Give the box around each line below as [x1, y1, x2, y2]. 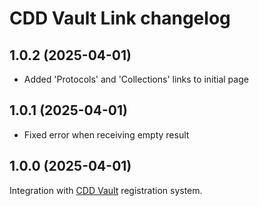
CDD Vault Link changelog [9, 7, 231, 30]
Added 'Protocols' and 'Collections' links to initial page [23, 73, 249, 85]
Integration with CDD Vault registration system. [9, 184, 203, 196]
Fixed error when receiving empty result [23, 128, 190, 141]
